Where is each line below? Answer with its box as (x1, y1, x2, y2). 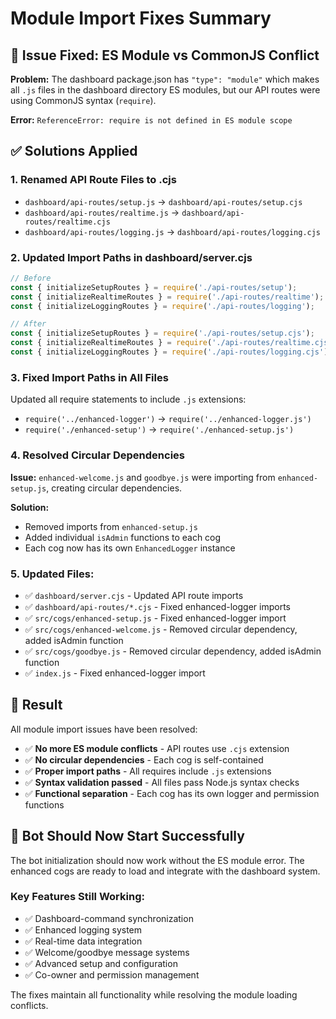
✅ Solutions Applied (10, 143, 138, 160)
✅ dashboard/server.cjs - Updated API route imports (24, 589, 244, 601)
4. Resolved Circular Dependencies (10, 448, 185, 462)
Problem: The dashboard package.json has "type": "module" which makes (10, 73, 320, 85)
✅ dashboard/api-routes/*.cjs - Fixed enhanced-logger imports (24, 600, 291, 612)
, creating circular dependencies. (46, 482, 183, 494)
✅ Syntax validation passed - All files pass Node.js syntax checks (24, 776, 300, 788)
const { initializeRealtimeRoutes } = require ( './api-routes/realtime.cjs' (10, 338, 333, 348)
